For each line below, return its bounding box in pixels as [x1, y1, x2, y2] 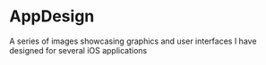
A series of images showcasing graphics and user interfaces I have [9, 36, 257, 46]
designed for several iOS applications [9, 45, 148, 55]
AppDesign [9, 6, 95, 27]
